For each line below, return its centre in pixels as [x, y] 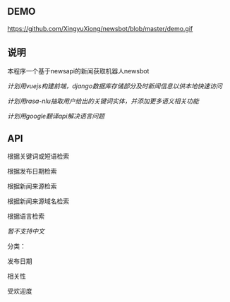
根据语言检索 [26, 216]
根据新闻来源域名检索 [38, 201]
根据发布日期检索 [32, 171]
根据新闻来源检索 [32, 186]
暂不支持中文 [26, 231]
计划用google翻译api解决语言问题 [56, 116]
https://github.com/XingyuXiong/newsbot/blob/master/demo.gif [100, 28]
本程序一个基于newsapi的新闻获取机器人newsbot [78, 71]
